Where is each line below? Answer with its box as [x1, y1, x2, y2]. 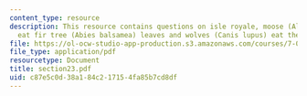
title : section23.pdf [9, 65, 92, 74]
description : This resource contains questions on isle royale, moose [9, 22, 284, 31]
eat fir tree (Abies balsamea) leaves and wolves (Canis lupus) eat [17, 30, 284, 39]
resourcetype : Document [9, 56, 101, 65]
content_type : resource [9, 13, 101, 23]
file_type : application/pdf [9, 48, 117, 57]
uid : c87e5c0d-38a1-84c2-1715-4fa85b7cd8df [9, 73, 178, 82]
